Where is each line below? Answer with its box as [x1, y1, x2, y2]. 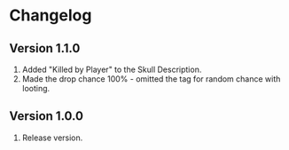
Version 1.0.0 [9, 108, 84, 124]
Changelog [9, 5, 92, 26]
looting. [21, 83, 51, 93]
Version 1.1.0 [9, 41, 81, 56]
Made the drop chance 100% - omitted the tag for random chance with [21, 74, 281, 84]
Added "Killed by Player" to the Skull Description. [21, 64, 202, 75]
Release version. [21, 132, 83, 143]
